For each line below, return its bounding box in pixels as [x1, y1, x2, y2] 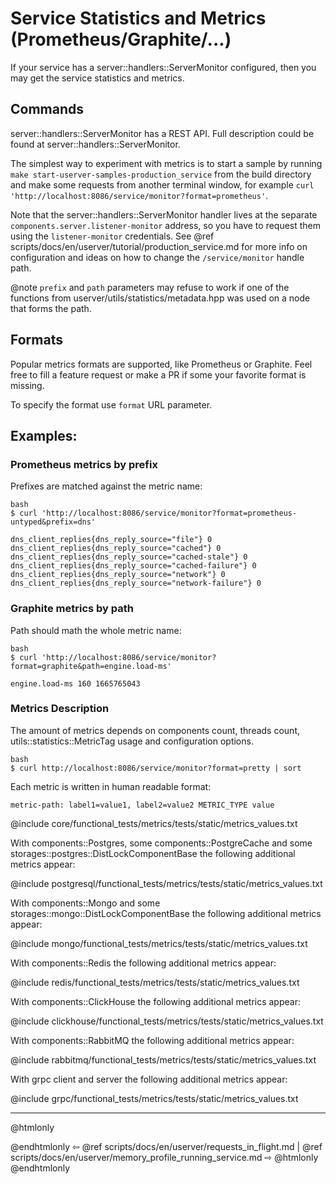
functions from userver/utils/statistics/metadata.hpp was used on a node [10, 292, 311, 304]
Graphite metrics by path [10, 602, 135, 616]
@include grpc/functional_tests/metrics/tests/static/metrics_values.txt [10, 1092, 299, 1104]
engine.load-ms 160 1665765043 [10, 678, 141, 689]
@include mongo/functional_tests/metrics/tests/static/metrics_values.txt [10, 937, 308, 949]
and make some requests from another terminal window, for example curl [10, 178, 315, 191]
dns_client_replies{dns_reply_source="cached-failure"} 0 [10, 561, 257, 571]
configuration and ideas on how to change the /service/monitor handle [10, 251, 305, 263]
